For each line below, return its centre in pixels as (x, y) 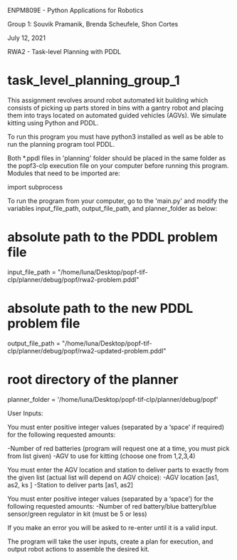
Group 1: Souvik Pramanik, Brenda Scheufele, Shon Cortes (93, 24)
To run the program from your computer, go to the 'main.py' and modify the (118, 201)
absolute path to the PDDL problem (113, 237)
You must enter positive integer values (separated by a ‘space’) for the (110, 499)
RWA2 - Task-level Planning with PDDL (64, 52)
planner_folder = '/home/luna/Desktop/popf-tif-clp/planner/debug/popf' (113, 399)
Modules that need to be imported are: (64, 173)
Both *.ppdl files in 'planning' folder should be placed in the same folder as (117, 158)
